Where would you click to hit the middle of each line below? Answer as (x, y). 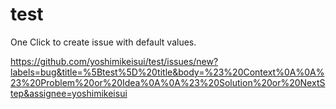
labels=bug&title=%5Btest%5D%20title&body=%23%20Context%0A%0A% (167, 72)
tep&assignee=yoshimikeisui (69, 93)
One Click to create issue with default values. (103, 42)
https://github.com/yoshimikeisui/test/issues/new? (114, 61)
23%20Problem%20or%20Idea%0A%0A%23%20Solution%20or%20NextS (168, 82)
